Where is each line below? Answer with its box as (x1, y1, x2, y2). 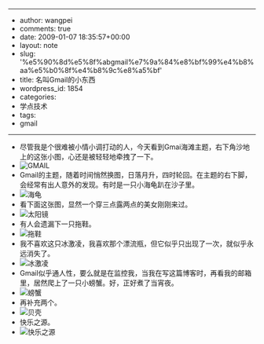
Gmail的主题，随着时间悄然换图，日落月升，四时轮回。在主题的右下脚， (19, 170, 252, 179)
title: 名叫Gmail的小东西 (19, 75, 96, 84)
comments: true (19, 24, 71, 33)
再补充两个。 (19, 298, 61, 307)
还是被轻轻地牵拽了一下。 (74, 152, 158, 161)
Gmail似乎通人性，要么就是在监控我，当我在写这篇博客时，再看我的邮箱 (19, 269, 252, 277)
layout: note (19, 41, 58, 49)
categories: (19, 92, 57, 101)
